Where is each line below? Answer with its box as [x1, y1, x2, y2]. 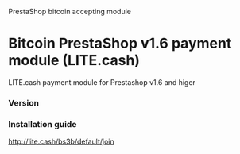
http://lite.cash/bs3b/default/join [8, 137, 114, 146]
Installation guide [8, 118, 77, 129]
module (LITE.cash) [8, 52, 141, 70]
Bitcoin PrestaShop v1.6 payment [8, 35, 232, 52]
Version [8, 97, 40, 108]
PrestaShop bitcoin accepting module [8, 7, 132, 16]
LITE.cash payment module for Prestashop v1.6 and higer [8, 77, 196, 87]
